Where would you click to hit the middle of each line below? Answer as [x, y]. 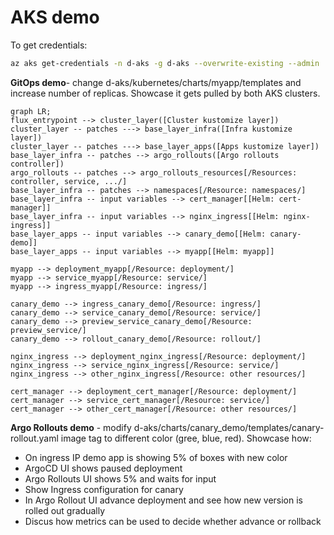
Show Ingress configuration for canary [104, 489]
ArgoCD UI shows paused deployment [103, 468]
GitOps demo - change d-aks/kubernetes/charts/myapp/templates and [156, 82]
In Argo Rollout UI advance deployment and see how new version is [163, 500]
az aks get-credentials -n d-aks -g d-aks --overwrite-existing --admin [165, 63]
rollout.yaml [34, 438]
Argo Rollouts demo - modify [71, 427]
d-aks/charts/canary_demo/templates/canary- [229, 427]
